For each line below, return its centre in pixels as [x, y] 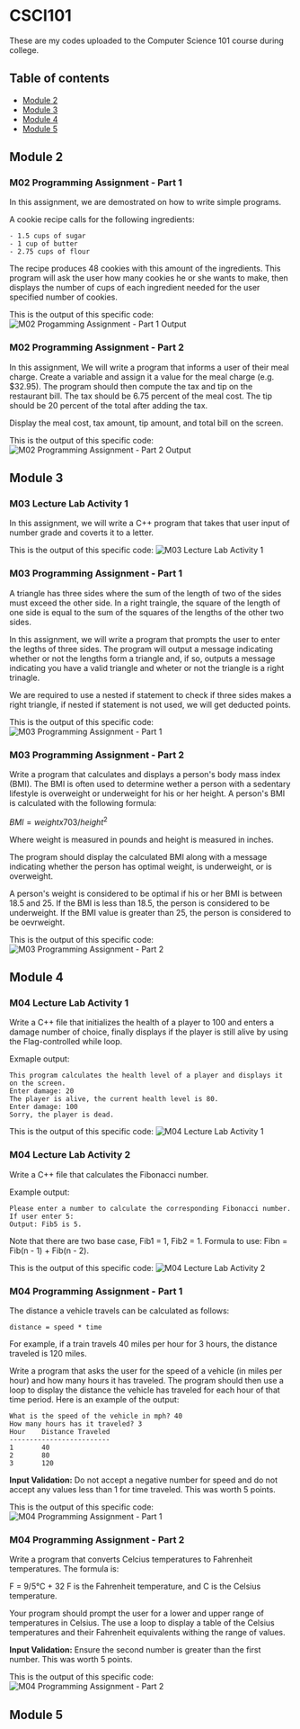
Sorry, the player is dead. [62, 1115]
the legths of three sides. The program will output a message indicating [141, 649]
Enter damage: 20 [42, 1091]
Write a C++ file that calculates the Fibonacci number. [109, 1174]
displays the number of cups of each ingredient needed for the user [135, 288]
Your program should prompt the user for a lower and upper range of [137, 1613]
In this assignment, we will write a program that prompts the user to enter [145, 639]
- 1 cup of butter [44, 244]
